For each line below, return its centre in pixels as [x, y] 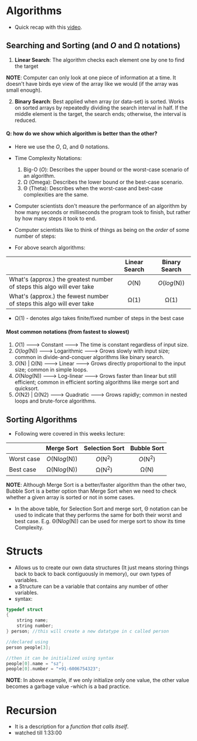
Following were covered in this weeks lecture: [69, 433]
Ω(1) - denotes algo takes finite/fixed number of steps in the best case [99, 318]
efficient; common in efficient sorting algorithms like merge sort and [96, 382]
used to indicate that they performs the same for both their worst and [98, 515]
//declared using [27, 642]
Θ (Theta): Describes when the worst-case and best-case [93, 188]
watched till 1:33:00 [38, 733]
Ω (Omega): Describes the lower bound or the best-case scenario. [103, 182]
